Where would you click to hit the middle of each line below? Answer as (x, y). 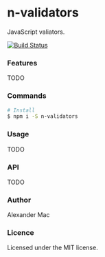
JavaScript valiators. (36, 32)
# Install (21, 110)
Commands (27, 96)
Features (22, 63)
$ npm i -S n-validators (43, 116)
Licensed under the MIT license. (52, 248)
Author (19, 200)
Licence (21, 233)
